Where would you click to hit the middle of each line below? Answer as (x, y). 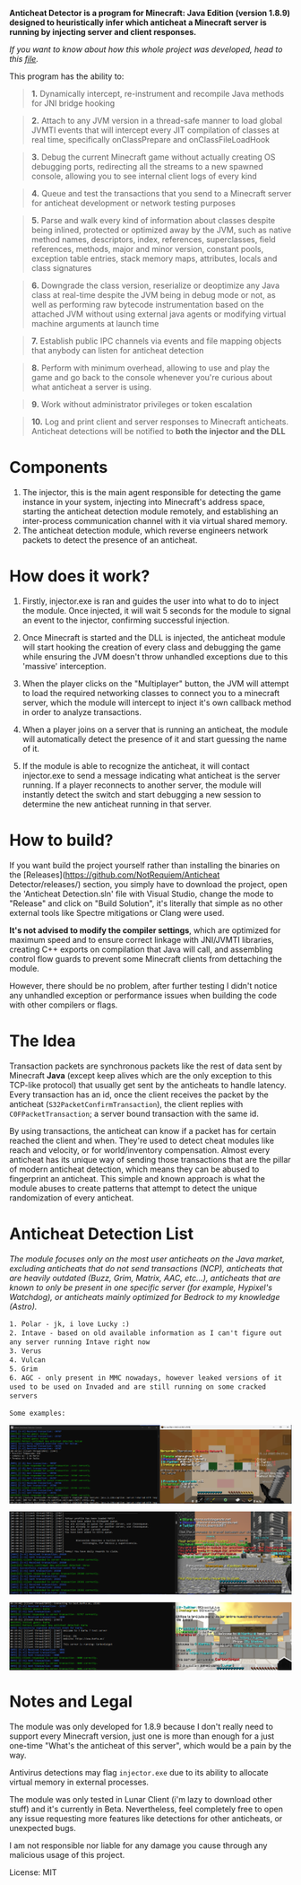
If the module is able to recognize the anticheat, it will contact (136, 765)
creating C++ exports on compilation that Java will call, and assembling (141, 949)
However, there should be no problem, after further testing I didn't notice (143, 985)
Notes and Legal (71, 1702)
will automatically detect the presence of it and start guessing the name (155, 738)
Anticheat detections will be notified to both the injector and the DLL (158, 431)
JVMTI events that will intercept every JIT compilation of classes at (155, 130)
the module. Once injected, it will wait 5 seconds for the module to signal (156, 610)
